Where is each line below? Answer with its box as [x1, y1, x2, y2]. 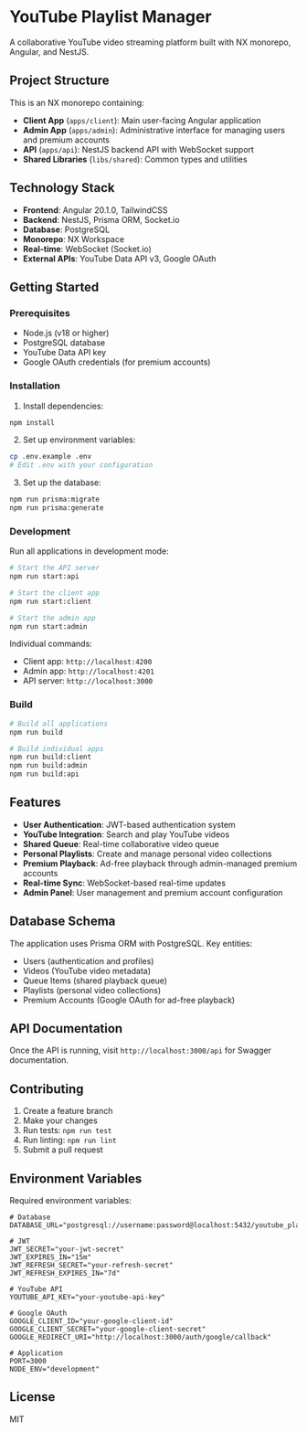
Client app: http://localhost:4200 [22, 656, 153, 667]
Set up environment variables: [22, 434, 136, 445]
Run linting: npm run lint [22, 1135, 117, 1146]
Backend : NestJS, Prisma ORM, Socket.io [22, 214, 180, 225]
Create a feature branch [22, 1106, 113, 1117]
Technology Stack [9, 180, 115, 196]
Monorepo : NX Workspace [22, 233, 125, 244]
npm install [9, 418, 55, 427]
